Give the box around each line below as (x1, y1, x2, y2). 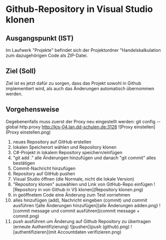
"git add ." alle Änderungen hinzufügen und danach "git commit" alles (12, 155, 156, 161)
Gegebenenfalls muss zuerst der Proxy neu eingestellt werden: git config (5, 118, 156, 124)
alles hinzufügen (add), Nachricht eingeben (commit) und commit (12, 197, 148, 203)
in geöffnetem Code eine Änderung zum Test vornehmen (12, 192, 130, 198)
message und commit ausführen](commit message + (31, 208, 140, 214)
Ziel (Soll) (5, 67, 36, 75)
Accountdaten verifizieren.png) (57, 229, 122, 235)
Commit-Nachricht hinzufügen (12, 165, 76, 171)
